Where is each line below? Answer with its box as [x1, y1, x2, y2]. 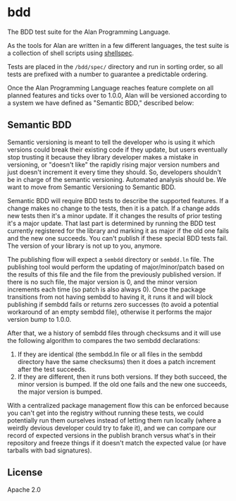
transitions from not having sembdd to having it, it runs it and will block [7, 292, 213, 301]
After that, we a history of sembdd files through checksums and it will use [7, 329, 221, 337]
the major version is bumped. [17, 387, 103, 396]
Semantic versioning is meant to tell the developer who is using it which [7, 138, 215, 146]
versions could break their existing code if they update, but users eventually [7, 145, 228, 154]
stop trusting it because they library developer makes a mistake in [7, 152, 199, 161]
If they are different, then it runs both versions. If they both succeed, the [17, 372, 228, 381]
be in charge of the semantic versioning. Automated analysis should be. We [7, 175, 227, 183]
